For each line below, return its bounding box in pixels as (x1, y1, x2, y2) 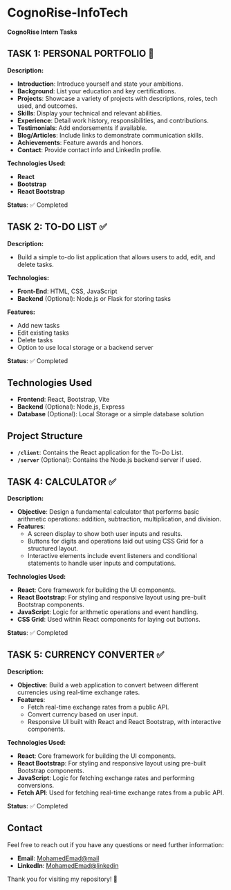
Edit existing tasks (17, 328, 69, 337)
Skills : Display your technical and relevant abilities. (17, 109, 163, 117)
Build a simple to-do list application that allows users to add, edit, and (17, 252, 216, 261)
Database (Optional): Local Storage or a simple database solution (17, 410, 204, 418)
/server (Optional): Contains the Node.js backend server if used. (17, 456, 202, 464)
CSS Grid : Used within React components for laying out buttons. (17, 615, 201, 623)
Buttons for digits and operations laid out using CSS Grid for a (27, 537, 204, 545)
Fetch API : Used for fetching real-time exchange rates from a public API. (17, 788, 225, 797)
